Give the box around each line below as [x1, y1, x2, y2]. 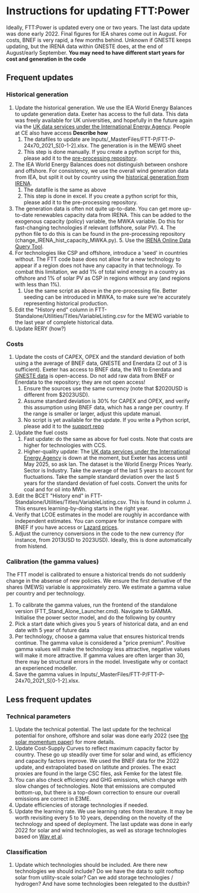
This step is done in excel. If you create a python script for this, [23, 192, 178, 200]
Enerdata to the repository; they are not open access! [14, 378, 146, 386]
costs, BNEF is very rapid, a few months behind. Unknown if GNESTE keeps [6, 36, 191, 43]
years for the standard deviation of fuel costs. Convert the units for [23, 479, 188, 487]
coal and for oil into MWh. [23, 485, 87, 493]
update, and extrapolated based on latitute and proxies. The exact [14, 763, 176, 771]
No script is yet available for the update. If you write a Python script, [23, 416, 191, 423]
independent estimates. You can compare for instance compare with [14, 517, 183, 524]
